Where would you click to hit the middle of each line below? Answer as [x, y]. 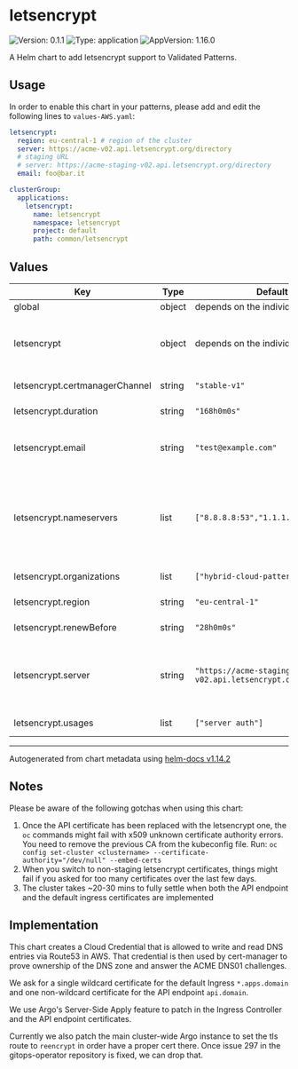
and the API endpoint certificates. [71, 1018]
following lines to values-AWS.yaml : [72, 115]
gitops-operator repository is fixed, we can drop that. [106, 1055]
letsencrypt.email [50, 447]
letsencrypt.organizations [67, 576]
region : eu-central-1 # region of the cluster [105, 140]
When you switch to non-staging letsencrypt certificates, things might [150, 869]
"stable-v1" [220, 385]
